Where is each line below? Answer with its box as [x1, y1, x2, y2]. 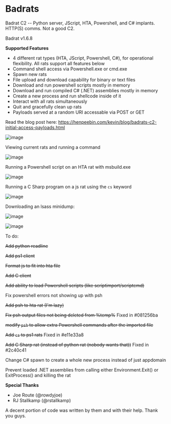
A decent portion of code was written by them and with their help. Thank [5, 407, 158, 413]
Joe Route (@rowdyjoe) [12, 392, 63, 398]
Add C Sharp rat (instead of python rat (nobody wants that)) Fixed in [5, 341, 149, 348]
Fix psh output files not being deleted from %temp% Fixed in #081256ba [5, 312, 158, 318]
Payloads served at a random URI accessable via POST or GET [12, 109, 145, 115]
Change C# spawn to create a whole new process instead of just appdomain [5, 357, 166, 363]
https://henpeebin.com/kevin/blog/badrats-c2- [58, 119, 157, 125]
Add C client [5, 272, 32, 278]
